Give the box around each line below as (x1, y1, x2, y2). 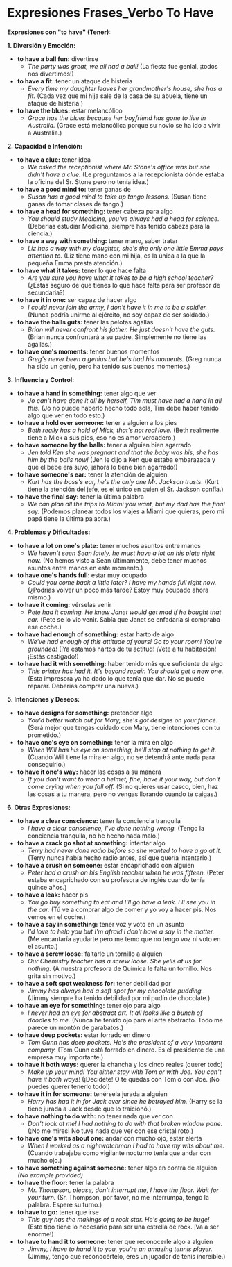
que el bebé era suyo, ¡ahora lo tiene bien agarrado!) (27, 463, 178, 471)
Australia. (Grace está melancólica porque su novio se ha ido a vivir (27, 121, 221, 129)
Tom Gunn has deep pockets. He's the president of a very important (27, 1038, 223, 1046)
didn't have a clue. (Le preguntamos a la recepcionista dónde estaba (27, 170, 224, 179)
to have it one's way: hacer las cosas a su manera (17, 768, 161, 776)
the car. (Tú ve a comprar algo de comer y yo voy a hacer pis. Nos (27, 905, 217, 913)
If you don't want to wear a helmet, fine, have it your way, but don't (27, 775, 220, 783)
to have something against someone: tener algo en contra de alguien (17, 1164, 217, 1172)
